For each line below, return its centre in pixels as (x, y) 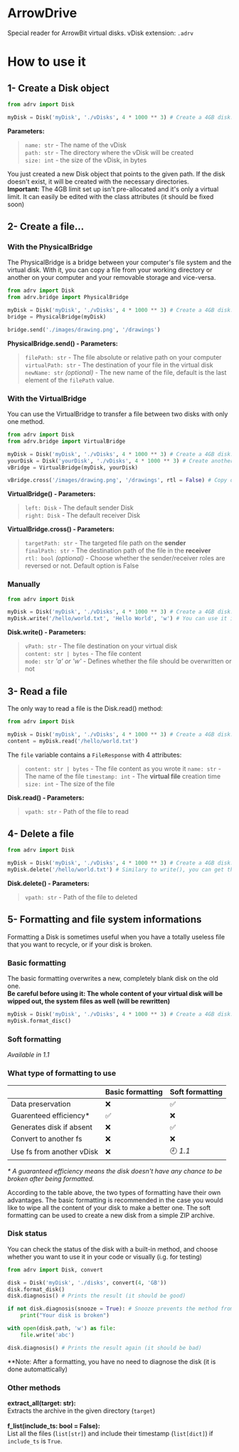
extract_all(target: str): (42, 1403)
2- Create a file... (46, 227)
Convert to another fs (47, 1139)
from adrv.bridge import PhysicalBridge (68, 298)
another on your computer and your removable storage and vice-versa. (112, 278)
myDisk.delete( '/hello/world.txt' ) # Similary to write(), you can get (116, 870)
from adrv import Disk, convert (55, 1270)
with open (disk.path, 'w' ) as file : (62, 1329)
